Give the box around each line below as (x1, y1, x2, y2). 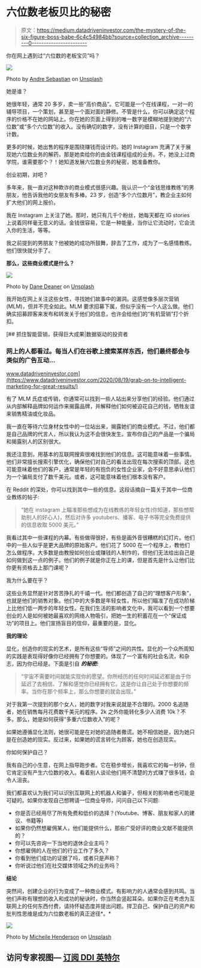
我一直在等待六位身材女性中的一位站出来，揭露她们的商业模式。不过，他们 (6, 423, 190, 430)
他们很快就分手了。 (6, 247, 54, 254)
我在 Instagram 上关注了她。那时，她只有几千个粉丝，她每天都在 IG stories (6, 211, 190, 219)
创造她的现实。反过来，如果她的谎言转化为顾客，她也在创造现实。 (16, 736, 179, 743)
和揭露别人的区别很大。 (6, 438, 64, 445)
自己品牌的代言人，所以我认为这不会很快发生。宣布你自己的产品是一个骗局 (11, 431, 195, 438)
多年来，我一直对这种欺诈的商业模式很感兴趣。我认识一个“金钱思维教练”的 (6, 184, 190, 191)
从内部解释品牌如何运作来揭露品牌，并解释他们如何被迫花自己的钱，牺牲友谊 (6, 403, 195, 410)
